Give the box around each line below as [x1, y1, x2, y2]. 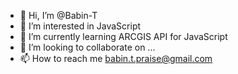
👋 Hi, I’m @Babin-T [19, 10, 98, 21]
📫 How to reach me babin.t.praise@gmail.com [19, 53, 213, 64]
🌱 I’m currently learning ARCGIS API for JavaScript [19, 31, 228, 42]
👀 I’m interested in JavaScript [19, 20, 142, 32]
